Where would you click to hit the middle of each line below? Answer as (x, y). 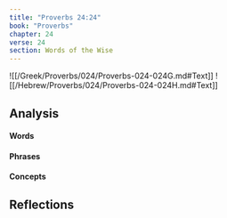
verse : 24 (28, 42)
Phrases (25, 156)
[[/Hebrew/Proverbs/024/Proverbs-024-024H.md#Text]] (113, 85)
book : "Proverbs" (41, 26)
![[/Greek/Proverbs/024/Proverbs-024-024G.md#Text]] (111, 76)
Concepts (28, 177)
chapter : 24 (31, 34)
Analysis (34, 113)
